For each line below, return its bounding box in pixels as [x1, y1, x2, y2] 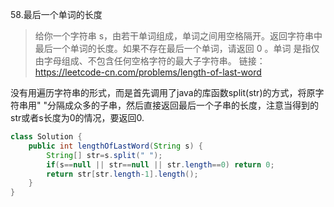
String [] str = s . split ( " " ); [46, 150, 163, 160]
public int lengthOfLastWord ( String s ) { [28, 141, 203, 151]
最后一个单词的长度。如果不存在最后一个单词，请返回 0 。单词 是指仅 [34, 43, 320, 54]
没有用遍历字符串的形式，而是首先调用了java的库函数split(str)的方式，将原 [10, 87, 316, 98]
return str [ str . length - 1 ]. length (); [46, 169, 199, 179]
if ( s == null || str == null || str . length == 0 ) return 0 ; [46, 159, 275, 170]
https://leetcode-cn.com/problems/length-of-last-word [34, 66, 262, 78]
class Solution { [10, 132, 83, 142]
